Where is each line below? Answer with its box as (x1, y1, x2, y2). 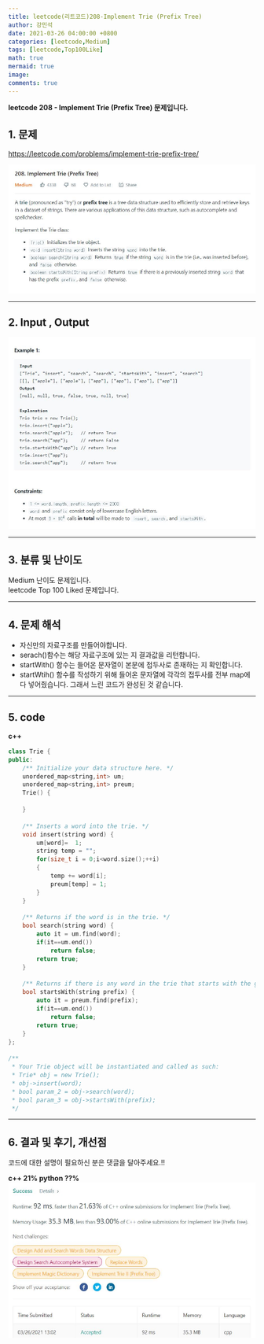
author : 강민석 (8, 20, 53, 29)
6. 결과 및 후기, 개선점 (8, 1135, 108, 1149)
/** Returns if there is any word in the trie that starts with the (22, 980, 251, 988)
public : (8, 755, 34, 763)
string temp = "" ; (36, 847, 97, 855)
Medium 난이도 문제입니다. (8, 575, 92, 585)
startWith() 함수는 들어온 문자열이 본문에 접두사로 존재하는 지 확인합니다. (19, 660, 244, 670)
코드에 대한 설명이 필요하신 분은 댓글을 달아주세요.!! (8, 1158, 166, 1168)
